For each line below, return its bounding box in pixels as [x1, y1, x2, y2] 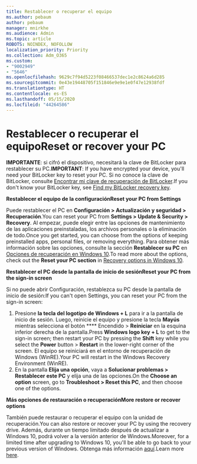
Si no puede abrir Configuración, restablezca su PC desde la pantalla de [6, 286, 182, 293]
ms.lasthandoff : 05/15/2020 [6, 96, 75, 102]
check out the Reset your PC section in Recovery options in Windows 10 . [6, 257, 184, 264]
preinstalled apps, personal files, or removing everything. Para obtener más [6, 238, 190, 245]
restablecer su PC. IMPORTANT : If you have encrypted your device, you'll [6, 165, 185, 173]
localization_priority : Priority [6, 47, 88, 53]
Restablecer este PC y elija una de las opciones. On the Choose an [14, 372, 178, 380]
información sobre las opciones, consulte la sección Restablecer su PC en [6, 244, 188, 251]
